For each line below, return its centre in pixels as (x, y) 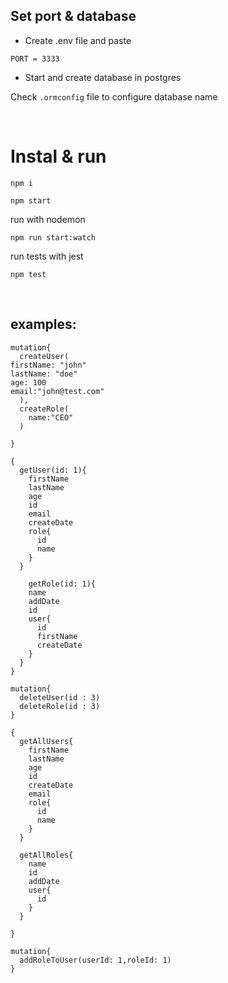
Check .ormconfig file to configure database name (114, 96)
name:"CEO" (51, 417)
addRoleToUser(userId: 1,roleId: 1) (95, 960)
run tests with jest (47, 256)
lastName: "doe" (44, 374)
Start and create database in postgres (103, 77)
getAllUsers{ (46, 741)
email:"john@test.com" (57, 391)
